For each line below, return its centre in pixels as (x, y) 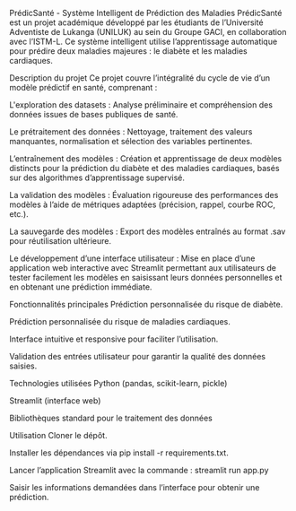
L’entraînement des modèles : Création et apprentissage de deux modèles (146, 159)
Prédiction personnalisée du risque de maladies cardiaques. (120, 321)
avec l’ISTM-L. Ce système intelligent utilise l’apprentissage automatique (144, 41)
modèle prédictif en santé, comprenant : (83, 87)
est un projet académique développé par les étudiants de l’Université (136, 22)
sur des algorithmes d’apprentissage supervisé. (97, 178)
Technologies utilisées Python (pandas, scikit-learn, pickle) (118, 383)
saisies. (23, 366)
